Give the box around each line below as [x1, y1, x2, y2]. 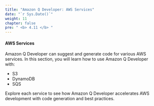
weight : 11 [5, 16, 27, 21]
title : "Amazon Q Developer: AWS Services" [5, 7, 95, 12]
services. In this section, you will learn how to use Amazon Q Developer [5, 56, 148, 62]
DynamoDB [12, 76, 35, 82]
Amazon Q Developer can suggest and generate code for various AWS [5, 51, 147, 57]
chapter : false [5, 20, 36, 26]
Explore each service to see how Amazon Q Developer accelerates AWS [5, 90, 150, 96]
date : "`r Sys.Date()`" [5, 12, 53, 17]
